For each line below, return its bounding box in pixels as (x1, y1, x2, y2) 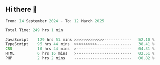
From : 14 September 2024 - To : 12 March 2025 (5, 18, 104, 23)
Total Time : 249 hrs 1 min (5, 27, 63, 33)
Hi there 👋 (5, 5, 37, 14)
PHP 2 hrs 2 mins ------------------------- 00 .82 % (5, 56, 155, 61)
